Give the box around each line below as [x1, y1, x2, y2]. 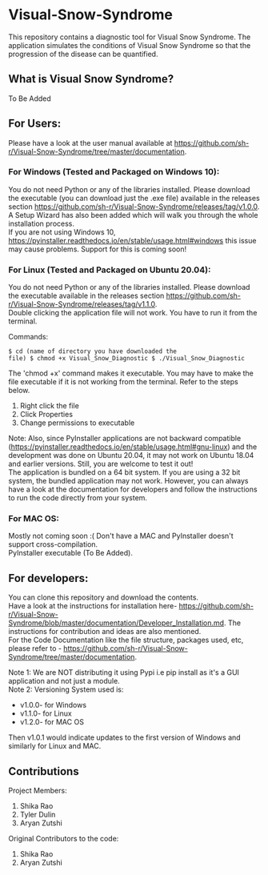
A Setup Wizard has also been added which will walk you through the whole [8, 210, 258, 219]
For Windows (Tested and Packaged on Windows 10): [8, 167, 220, 178]
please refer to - [8, 644, 62, 653]
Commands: [8, 332, 49, 342]
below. [8, 386, 30, 395]
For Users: [8, 117, 62, 130]
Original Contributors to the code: [8, 834, 119, 844]
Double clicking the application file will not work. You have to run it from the [8, 308, 258, 318]
